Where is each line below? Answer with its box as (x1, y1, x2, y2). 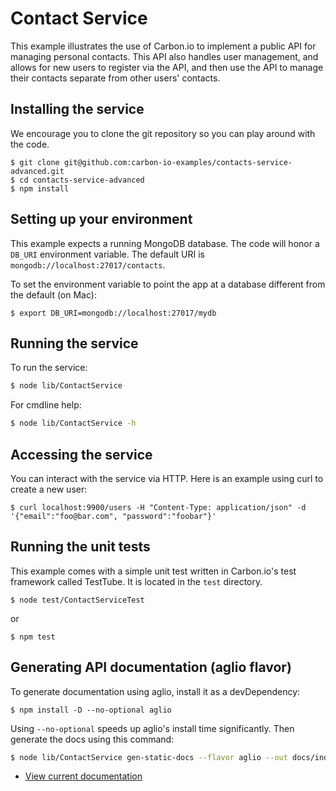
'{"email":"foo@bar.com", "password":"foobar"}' (10, 511, 217, 521)
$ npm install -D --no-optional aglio (10, 705, 172, 715)
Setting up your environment (10, 211, 193, 228)
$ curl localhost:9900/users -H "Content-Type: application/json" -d (10, 502, 307, 512)
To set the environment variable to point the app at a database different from (10, 278, 326, 290)
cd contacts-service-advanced (19, 175, 145, 185)
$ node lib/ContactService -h (10, 418, 137, 429)
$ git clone (10, 157, 60, 167)
